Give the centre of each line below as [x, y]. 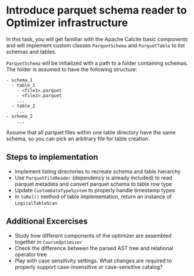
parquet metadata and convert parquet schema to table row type [93, 184]
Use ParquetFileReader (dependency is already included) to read [93, 178]
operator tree [31, 254]
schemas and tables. [31, 51]
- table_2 [23, 106]
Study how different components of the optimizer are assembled [93, 235]
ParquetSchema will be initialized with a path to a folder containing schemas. [97, 63]
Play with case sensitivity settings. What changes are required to [93, 261]
